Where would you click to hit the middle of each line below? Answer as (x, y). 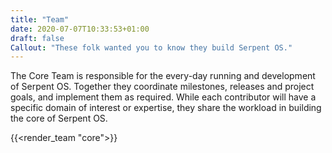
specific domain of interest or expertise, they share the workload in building (166, 108)
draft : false (37, 38)
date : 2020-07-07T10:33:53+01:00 (80, 29)
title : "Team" (40, 19)
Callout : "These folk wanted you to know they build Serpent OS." (151, 47)
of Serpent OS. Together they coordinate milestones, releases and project (162, 87)
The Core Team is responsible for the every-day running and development (163, 76)
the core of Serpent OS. (59, 118)
